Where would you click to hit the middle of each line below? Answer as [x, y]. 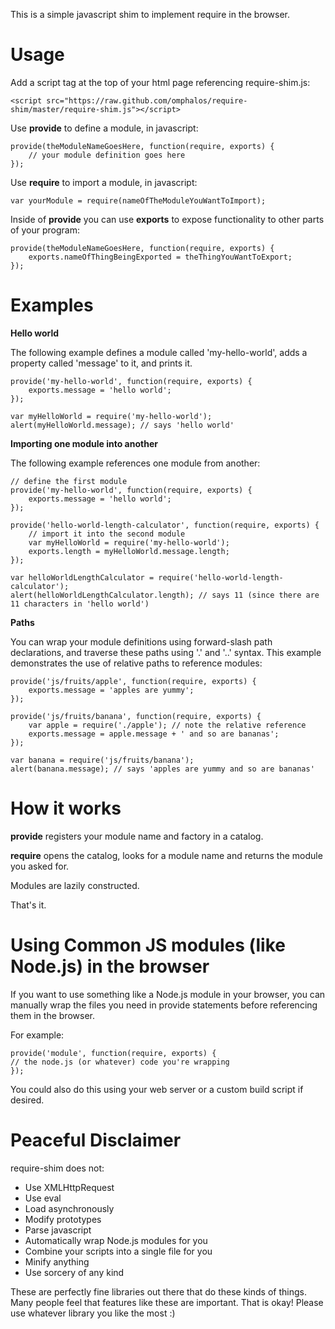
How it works [66, 808]
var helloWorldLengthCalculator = [82, 577]
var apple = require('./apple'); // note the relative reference [167, 725]
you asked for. [40, 866]
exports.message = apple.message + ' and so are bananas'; [154, 734]
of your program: [45, 230]
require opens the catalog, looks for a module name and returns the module [166, 855]
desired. [27, 1100]
